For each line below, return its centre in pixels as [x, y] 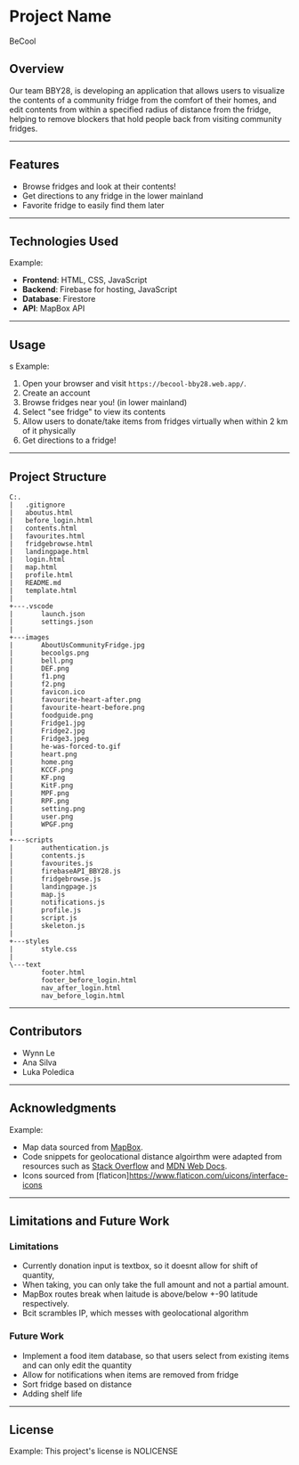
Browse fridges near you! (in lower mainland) [105, 403]
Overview [37, 69]
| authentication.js [59, 848]
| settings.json [51, 622]
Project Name [61, 16]
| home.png [41, 762]
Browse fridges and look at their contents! [99, 186]
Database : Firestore [59, 299]
